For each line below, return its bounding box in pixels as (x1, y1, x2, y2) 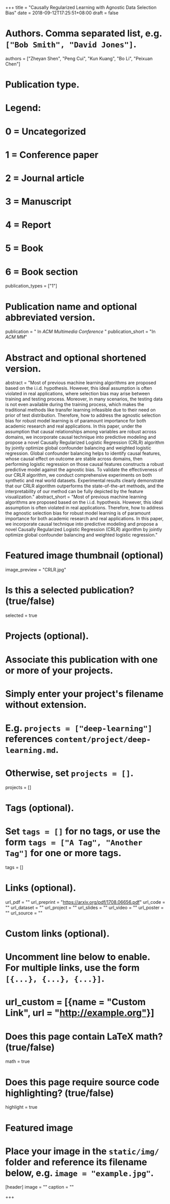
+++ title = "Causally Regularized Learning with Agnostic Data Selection (5, 5, 157, 10)
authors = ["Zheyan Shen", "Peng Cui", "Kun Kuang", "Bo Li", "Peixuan (5, 55, 153, 61)
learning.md (5, 745, 56, 755)
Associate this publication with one (5, 654, 158, 665)
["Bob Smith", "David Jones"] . (5, 38, 137, 50)
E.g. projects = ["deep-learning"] (5, 722, 153, 733)
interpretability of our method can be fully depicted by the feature (5, 488, 143, 495)
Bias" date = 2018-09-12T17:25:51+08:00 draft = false (5, 10, 119, 16)
